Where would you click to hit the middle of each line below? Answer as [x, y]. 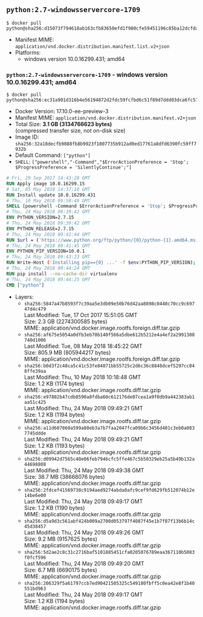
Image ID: [27, 137]
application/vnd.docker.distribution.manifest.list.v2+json [92, 46]
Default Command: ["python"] [53, 155]
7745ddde [35, 433]
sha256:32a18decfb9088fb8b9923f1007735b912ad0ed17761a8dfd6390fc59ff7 [106, 144]
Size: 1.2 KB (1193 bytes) [54, 445]
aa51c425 [35, 402]
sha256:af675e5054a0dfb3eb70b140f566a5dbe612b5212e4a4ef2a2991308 [109, 335]
